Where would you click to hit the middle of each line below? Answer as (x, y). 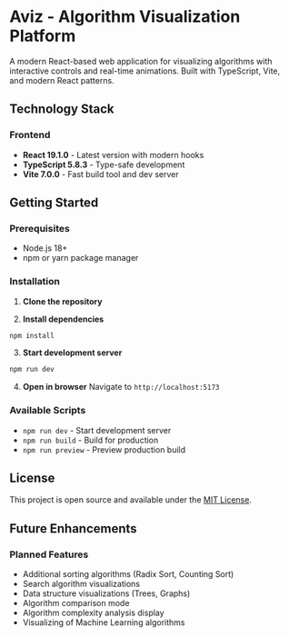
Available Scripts (48, 411)
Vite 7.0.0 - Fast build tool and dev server (100, 174)
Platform (43, 36)
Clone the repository (62, 301)
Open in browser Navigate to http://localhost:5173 (121, 387)
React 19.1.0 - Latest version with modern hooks (113, 154)
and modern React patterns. (62, 80)
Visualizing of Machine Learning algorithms (104, 622)
